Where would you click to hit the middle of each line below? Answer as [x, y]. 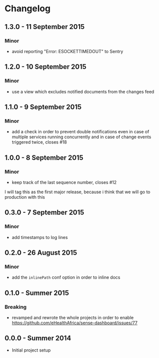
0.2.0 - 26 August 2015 [41, 253]
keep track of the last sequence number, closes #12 [64, 182]
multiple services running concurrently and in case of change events [81, 137]
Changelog [28, 9]
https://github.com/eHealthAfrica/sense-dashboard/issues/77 [75, 323]
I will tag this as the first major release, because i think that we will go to [78, 192]
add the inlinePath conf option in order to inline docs [66, 277]
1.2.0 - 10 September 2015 [46, 67]
